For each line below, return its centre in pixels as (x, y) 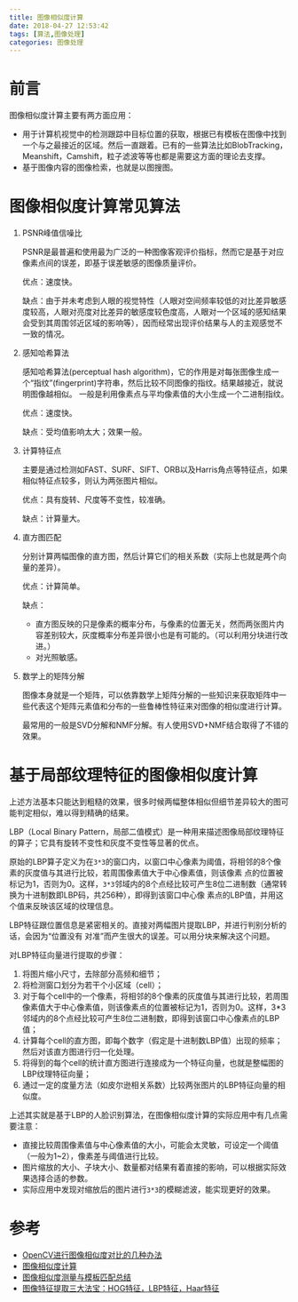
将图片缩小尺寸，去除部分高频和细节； (92, 974)
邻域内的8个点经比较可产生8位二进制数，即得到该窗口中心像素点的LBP (151, 1018)
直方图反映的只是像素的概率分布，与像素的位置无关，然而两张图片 (156, 624)
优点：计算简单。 (53, 587)
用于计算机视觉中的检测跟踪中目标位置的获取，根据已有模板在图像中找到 (154, 134)
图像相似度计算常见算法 (95, 207)
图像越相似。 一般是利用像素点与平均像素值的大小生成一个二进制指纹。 (159, 394)
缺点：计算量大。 (53, 519)
